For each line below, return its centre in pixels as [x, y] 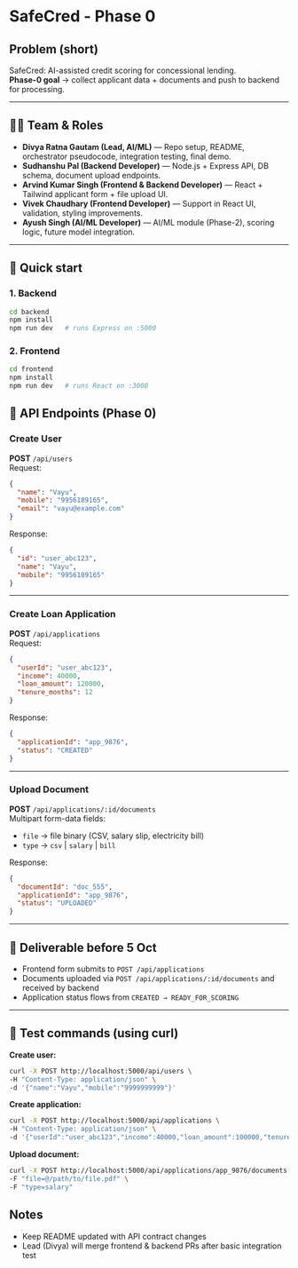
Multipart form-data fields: [58, 818]
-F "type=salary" [41, 1187]
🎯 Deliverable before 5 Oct [83, 947]
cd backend [29, 312]
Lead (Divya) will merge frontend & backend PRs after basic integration [152, 1246]
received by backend [60, 988]
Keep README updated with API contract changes [114, 1236]
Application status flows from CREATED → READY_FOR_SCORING [130, 997]
